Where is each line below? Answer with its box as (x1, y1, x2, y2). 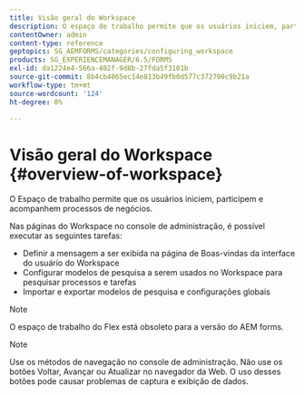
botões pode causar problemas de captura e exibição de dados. (9, 376, 250, 387)
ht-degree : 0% (9, 97, 64, 107)
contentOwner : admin (9, 30, 88, 39)
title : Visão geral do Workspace (9, 13, 136, 23)
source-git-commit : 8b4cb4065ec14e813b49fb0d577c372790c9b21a (9, 72, 250, 82)
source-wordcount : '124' (9, 89, 103, 98)
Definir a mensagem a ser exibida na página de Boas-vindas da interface (22, 248, 296, 259)
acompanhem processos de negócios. (9, 203, 152, 214)
